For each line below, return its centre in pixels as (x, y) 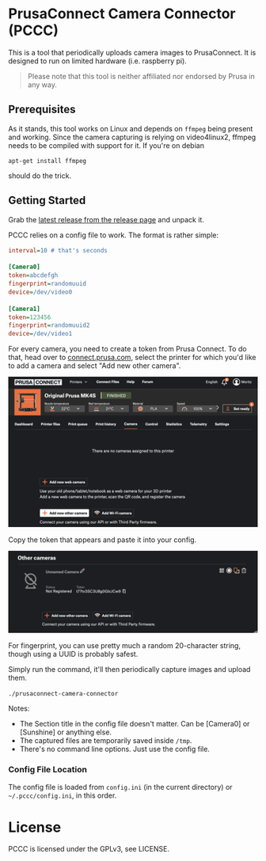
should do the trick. (40, 176)
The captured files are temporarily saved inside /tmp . (106, 741)
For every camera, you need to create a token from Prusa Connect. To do (127, 349)
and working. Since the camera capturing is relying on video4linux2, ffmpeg (132, 137)
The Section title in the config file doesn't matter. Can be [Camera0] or (135, 724)
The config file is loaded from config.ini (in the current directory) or (120, 787)
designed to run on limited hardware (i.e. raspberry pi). (98, 61)
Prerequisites (42, 110)
